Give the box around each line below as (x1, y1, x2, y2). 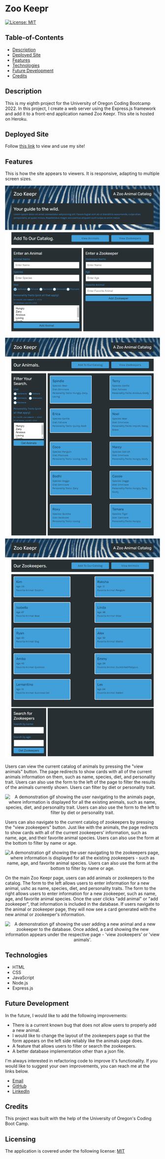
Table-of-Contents (5, 34, 64, 42)
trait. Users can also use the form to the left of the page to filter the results (5, 779, 156, 785)
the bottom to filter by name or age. (5, 840, 77, 846)
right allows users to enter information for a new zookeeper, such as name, (5, 890, 157, 896)
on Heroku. (5, 116, 28, 122)
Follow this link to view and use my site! (5, 143, 85, 149)
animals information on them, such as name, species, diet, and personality (5, 774, 156, 780)
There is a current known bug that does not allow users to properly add (12, 1022, 157, 1028)
